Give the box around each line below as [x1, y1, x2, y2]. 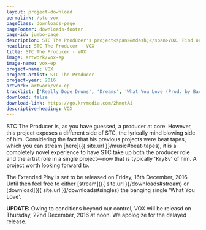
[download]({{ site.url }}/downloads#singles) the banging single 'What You [6, 186, 195, 193]
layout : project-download [6, 9, 72, 15]
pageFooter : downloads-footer [6, 26, 84, 32]
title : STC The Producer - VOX [6, 49, 86, 55]
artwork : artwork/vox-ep [6, 83, 70, 89]
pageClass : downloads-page [6, 20, 75, 26]
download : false [6, 94, 48, 100]
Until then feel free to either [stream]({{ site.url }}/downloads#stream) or [6, 180, 189, 187]
